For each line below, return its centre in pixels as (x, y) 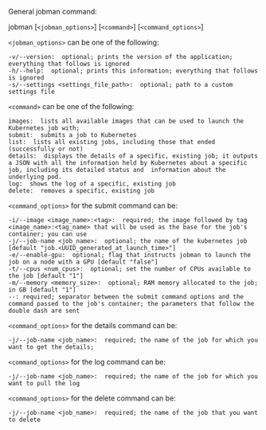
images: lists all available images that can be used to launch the (126, 121)
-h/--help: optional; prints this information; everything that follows (133, 71)
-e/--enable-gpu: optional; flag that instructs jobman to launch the (129, 255)
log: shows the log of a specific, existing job (92, 184)
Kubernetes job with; (44, 128)
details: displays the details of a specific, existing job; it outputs (133, 156)
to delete (25, 420)
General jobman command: (53, 12)
